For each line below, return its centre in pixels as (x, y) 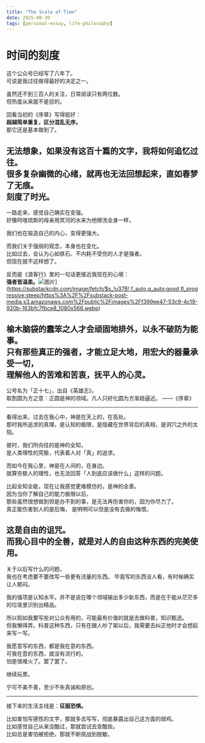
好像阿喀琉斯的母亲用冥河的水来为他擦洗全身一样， (70, 220)
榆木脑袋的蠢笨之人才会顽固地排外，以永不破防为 (98, 329)
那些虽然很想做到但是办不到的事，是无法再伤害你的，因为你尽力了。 (92, 501)
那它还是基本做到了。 (33, 130)
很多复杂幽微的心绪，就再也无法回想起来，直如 (94, 174)
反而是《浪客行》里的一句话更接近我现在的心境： (68, 275)
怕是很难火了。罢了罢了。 (38, 661)
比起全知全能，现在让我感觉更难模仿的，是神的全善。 (73, 486)
